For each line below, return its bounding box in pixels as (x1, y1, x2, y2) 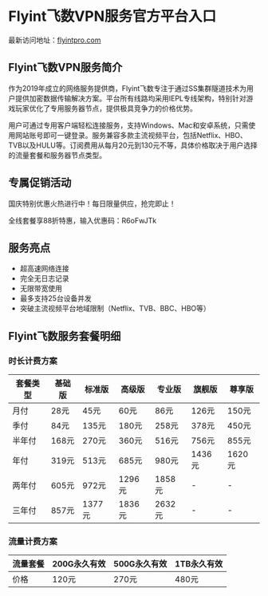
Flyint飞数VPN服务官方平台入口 (8, 7, 217, 26)
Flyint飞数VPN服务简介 (8, 61, 123, 74)
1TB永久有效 (175, 559, 223, 570)
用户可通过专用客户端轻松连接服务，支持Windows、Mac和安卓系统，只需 (8, 120, 249, 130)
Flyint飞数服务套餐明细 (8, 329, 121, 343)
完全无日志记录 (19, 274, 69, 283)
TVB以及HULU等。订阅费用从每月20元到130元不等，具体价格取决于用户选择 (8, 140, 258, 150)
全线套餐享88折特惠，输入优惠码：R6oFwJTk (8, 215, 157, 225)
